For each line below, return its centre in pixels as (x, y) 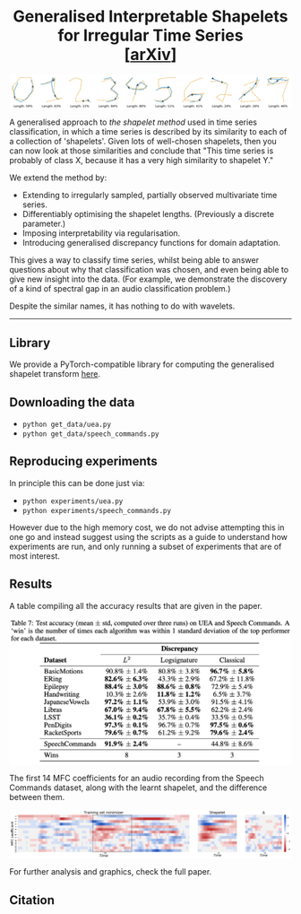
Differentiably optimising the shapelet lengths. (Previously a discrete (148, 214)
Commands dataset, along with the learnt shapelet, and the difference (138, 788)
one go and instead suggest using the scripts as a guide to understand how (149, 536)
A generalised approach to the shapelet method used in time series (133, 122)
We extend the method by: (58, 178)
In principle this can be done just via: (77, 483)
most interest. (35, 556)
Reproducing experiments (84, 461)
